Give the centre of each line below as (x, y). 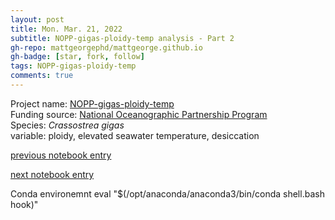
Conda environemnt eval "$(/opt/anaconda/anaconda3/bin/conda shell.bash (167, 193)
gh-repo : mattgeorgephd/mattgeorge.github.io (106, 47)
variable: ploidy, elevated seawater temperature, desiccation (135, 135)
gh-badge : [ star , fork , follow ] (77, 57)
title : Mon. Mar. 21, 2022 (66, 29)
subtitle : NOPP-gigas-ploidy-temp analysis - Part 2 (122, 38)
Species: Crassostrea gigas (67, 125)
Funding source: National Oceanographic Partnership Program (139, 114)
